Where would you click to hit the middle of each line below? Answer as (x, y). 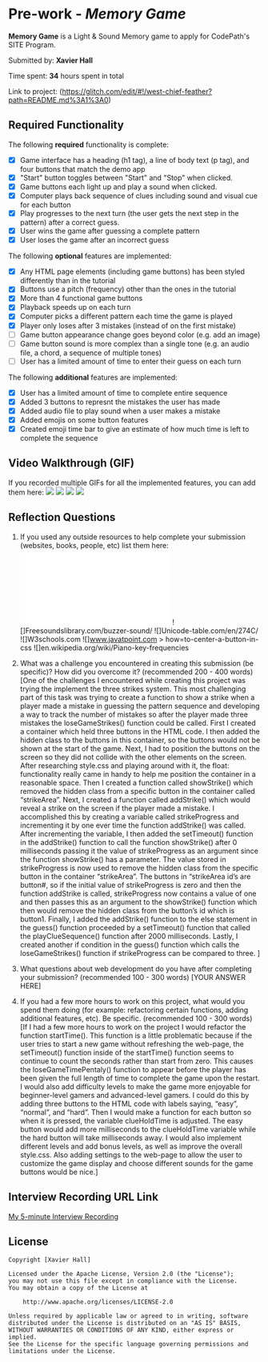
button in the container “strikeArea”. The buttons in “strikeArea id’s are (135, 876)
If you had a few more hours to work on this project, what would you (132, 1001)
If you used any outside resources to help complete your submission (132, 537)
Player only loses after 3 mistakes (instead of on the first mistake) (128, 325)
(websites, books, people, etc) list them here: (94, 545)
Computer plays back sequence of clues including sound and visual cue (139, 195)
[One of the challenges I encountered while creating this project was (133, 680)
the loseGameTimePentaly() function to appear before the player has (133, 1069)
